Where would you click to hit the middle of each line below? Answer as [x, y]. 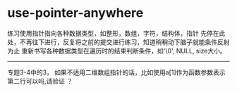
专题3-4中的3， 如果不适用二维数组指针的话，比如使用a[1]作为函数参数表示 [116, 72]
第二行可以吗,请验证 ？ [40, 81]
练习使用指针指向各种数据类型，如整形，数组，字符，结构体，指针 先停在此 [116, 33]
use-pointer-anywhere [75, 13]
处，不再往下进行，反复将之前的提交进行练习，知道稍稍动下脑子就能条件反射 [119, 42]
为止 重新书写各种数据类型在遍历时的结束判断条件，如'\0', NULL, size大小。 [117, 51]
